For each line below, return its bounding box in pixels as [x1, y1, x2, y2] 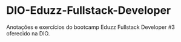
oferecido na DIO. [6, 29, 50, 37]
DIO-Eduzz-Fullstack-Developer [6, 4, 171, 17]
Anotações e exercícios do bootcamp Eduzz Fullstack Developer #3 [6, 23, 176, 31]
